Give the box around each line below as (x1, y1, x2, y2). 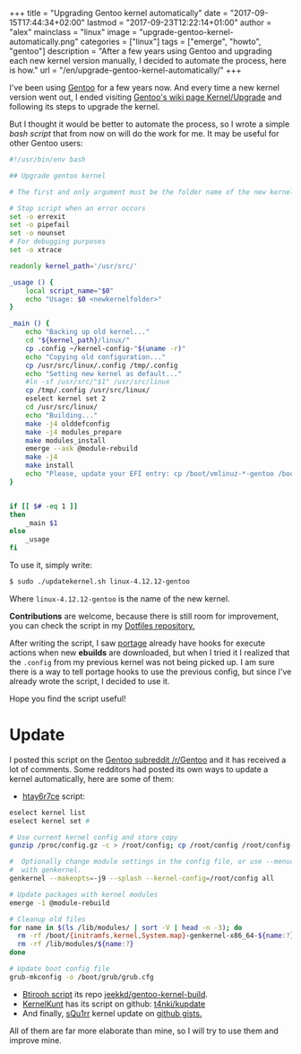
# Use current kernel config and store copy (9, 832, 178, 842)
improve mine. (9, 1034, 63, 1045)
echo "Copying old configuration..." (25, 352, 167, 362)
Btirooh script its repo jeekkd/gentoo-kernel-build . (21, 988, 209, 999)
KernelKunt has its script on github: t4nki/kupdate (21, 998, 206, 1009)
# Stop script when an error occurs (9, 204, 146, 213)
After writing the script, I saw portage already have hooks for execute (9, 637, 266, 648)
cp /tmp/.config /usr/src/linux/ (25, 386, 150, 395)
